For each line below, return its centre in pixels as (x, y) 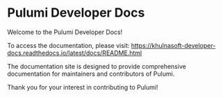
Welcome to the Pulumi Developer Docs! (65, 32)
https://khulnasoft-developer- (173, 45)
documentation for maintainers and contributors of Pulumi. (91, 74)
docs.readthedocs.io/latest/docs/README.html (75, 53)
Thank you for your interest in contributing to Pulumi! (83, 87)
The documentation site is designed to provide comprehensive (97, 66)
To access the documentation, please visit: (68, 45)
